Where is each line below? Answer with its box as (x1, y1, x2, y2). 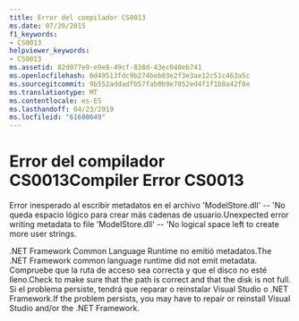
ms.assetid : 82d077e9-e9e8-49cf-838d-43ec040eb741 (9, 63, 202, 72)
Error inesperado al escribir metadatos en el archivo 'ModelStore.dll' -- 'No (9, 200, 286, 211)
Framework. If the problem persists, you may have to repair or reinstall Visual (9, 293, 291, 304)
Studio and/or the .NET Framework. (9, 303, 141, 314)
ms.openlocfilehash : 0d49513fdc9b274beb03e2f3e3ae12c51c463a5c (9, 72, 251, 80)
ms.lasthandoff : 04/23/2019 (9, 105, 115, 114)
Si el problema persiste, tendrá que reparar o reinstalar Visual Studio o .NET (9, 283, 289, 295)
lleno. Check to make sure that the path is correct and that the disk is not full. (9, 275, 291, 285)
